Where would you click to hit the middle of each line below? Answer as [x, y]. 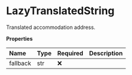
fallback [20, 63]
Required [70, 53]
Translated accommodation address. [51, 27]
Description [106, 53]
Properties [20, 38]
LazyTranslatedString [60, 11]
